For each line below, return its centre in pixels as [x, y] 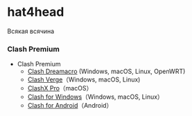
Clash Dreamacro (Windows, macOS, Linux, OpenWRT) [106, 71]
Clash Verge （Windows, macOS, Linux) [84, 79]
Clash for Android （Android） [70, 106]
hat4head [36, 12]
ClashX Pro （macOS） [60, 88]
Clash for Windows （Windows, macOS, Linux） [96, 97]
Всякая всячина [31, 31]
